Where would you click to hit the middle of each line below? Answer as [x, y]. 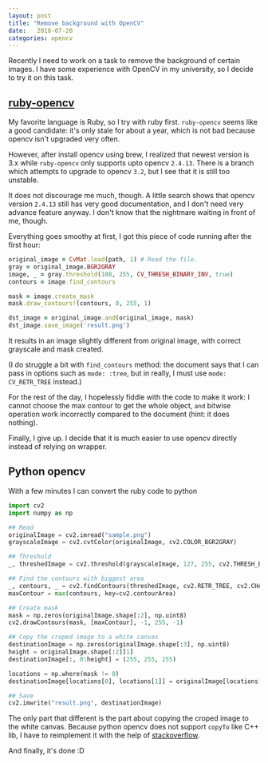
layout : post [30, 16]
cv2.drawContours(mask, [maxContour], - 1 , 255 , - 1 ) [96, 623]
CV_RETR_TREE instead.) [45, 382]
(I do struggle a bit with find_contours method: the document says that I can [134, 365]
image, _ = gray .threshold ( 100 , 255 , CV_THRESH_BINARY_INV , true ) [121, 274]
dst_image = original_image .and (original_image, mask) [101, 318]
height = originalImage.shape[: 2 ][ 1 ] [71, 652]
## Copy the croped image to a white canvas [83, 637]
